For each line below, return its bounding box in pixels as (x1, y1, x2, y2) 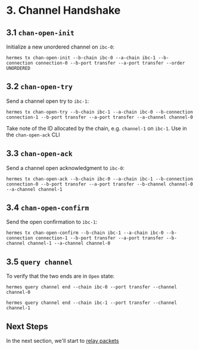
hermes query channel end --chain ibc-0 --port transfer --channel (6, 284, 178, 290)
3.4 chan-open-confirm (6, 203, 89, 213)
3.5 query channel (6, 257, 73, 267)
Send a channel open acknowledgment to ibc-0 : (6, 164, 125, 171)
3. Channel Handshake (6, 4, 121, 17)
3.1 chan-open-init (6, 28, 74, 38)
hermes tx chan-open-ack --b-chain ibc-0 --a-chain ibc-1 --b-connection (6, 176, 194, 182)
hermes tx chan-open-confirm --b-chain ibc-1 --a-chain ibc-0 (6, 230, 164, 236)
